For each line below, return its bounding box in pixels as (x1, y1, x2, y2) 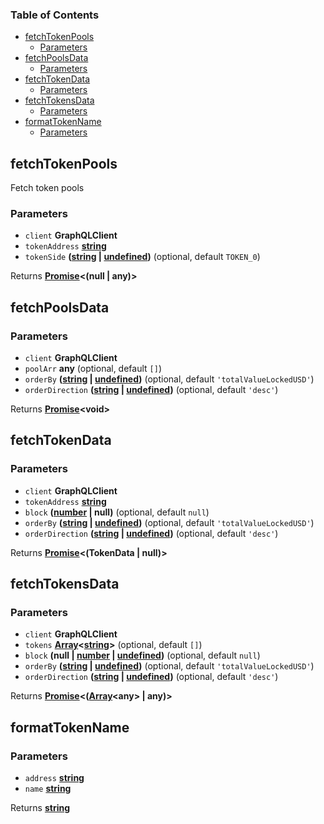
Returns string (10, 802, 71, 814)
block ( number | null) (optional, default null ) (24, 506, 210, 518)
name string (24, 783, 72, 795)
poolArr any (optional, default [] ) (24, 363, 163, 375)
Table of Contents (10, 8, 100, 22)
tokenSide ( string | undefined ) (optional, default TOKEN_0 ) (24, 251, 261, 263)
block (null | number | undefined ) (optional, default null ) (24, 649, 261, 662)
